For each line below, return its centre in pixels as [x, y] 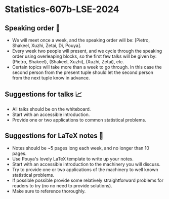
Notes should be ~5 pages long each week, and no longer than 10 [81, 148]
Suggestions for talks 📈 [43, 94]
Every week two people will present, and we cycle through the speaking [87, 51]
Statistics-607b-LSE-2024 [62, 9]
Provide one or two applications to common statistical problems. [79, 120]
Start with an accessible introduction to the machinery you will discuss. [86, 164]
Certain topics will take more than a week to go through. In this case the [87, 67]
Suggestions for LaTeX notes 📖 [54, 136]
